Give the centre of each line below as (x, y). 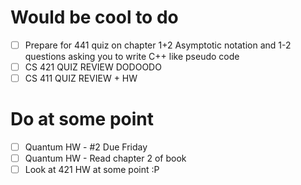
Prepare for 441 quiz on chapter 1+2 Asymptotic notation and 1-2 (158, 45)
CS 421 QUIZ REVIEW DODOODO (93, 67)
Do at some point (82, 119)
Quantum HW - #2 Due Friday (86, 147)
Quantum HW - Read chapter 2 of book (105, 158)
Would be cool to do (94, 17)
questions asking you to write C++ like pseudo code (132, 56)
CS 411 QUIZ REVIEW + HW (81, 78)
